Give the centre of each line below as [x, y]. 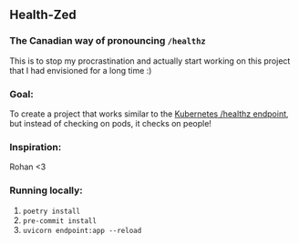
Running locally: [46, 190]
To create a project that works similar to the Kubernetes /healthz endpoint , [149, 114]
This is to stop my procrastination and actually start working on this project [150, 61]
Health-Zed [43, 15]
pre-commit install [60, 221]
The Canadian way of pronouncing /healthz [108, 41]
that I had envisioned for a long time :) [81, 70]
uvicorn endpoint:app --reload [82, 230]
